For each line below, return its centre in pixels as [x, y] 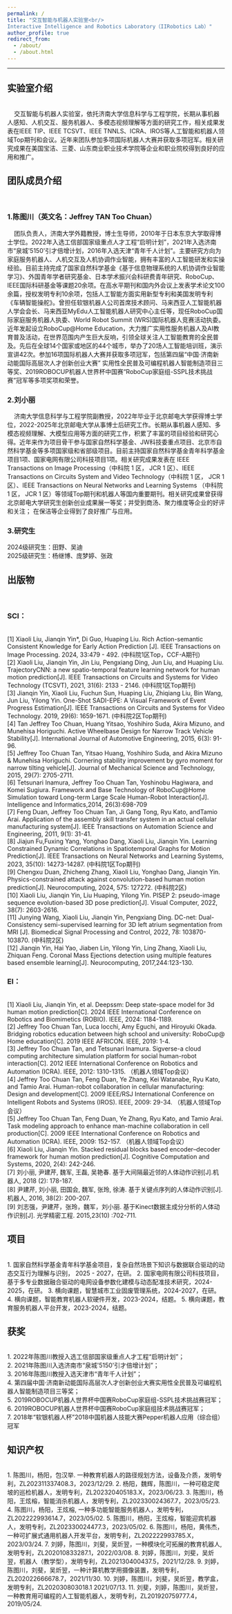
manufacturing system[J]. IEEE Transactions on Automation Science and [110, 826]
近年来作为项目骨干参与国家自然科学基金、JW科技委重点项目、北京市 [117, 442]
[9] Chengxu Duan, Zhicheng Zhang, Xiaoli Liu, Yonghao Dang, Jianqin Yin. [114, 872]
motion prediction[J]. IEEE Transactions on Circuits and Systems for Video [113, 677]
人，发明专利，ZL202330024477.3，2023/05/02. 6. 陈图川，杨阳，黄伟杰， [115, 1527]
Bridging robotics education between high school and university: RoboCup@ [116, 1033]
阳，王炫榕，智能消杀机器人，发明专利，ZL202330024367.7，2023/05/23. [114, 1501]
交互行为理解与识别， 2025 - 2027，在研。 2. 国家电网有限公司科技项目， [118, 1273]
